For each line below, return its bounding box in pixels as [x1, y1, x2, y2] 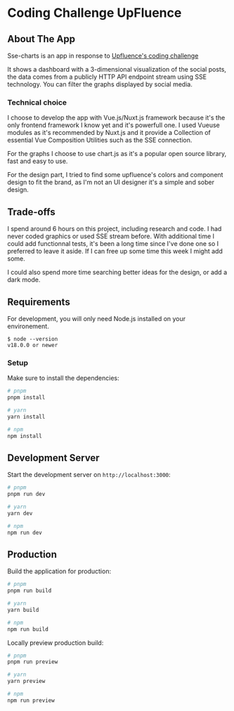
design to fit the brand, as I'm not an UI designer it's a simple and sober [7, 178, 214, 187]
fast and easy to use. [7, 157, 68, 166]
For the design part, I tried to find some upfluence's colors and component [7, 171, 223, 179]
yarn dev [7, 509, 33, 517]
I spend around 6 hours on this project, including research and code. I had [7, 225, 222, 233]
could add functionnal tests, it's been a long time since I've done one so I [7, 240, 219, 248]
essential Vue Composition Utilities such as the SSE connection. [7, 136, 193, 145]
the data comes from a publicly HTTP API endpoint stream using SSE [7, 72, 207, 81]
